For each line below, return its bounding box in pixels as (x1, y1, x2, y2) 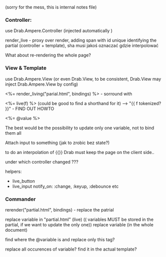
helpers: (5, 168, 22, 174)
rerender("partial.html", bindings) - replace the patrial (5, 206, 114, 212)
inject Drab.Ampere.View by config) (5, 81, 78, 87)
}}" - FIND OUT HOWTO (5, 105, 55, 111)
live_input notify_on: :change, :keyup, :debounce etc (12, 183, 119, 189)
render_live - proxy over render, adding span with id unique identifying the (5, 37, 157, 44)
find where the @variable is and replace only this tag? (5, 236, 115, 242)
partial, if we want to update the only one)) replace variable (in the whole (5, 221, 154, 227)
